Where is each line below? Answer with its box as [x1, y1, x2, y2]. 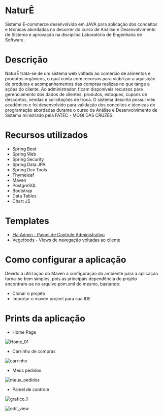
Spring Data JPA [12, 161, 46, 167]
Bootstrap [12, 188, 33, 193]
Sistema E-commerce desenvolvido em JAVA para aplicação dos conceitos [5, 21, 158, 27]
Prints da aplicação [5, 313, 85, 324]
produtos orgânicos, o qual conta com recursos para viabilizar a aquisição [5, 75, 156, 81]
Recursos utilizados [5, 129, 88, 141]
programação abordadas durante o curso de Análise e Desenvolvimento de [5, 107, 158, 113]
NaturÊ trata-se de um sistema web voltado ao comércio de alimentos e [5, 70, 151, 76]
